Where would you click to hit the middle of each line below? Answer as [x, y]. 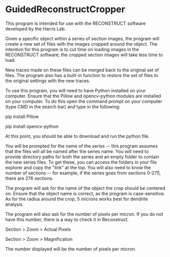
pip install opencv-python [32, 126]
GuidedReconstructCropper [65, 9]
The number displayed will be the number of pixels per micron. [71, 249]
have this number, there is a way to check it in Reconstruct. [67, 219]
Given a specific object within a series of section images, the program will [82, 39]
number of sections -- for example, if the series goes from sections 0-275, [83, 173]
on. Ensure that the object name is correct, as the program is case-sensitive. [85, 193]
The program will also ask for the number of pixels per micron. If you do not [84, 214]
